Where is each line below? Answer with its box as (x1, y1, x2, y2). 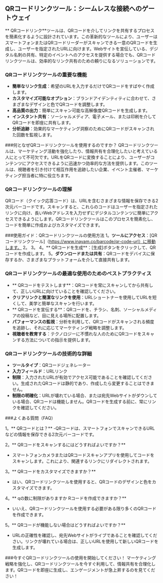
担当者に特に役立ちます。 (21, 173, 73, 178)
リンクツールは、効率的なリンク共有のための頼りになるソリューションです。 (5, 58, 158, 64)
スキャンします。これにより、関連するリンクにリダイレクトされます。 (12, 459, 152, 464)
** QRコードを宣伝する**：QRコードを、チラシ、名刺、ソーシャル (12, 306, 145, 312)
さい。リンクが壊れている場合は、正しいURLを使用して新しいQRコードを (12, 539, 159, 544)
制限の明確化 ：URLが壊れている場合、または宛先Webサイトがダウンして (12, 393, 158, 398)
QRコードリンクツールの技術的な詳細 (5, 350, 92, 357)
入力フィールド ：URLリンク (12, 369, 68, 374)
